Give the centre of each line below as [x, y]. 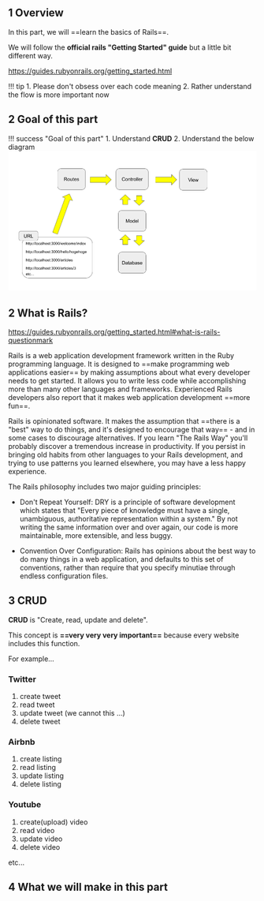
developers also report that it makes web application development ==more [129, 397]
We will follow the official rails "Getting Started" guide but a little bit [120, 47]
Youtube [25, 805]
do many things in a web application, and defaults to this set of [121, 559]
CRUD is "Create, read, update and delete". [78, 619]
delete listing [40, 784]
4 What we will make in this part [88, 887]
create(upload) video [54, 822]
